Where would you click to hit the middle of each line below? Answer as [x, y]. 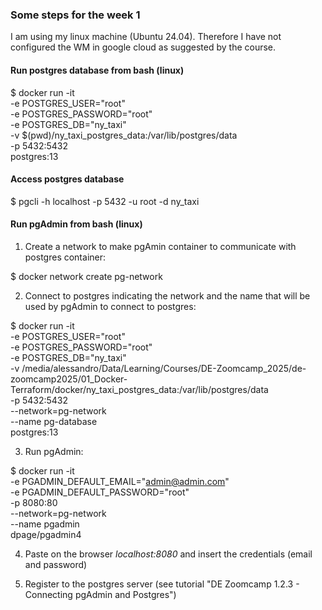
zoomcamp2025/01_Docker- [69, 379]
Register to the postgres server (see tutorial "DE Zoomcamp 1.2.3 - [162, 584]
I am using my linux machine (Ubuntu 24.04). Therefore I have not [146, 37]
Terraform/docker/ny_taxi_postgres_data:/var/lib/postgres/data [139, 389]
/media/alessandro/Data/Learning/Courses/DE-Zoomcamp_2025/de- [164, 368]
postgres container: [65, 257]
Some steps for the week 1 [75, 15]
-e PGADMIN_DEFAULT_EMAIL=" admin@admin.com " [120, 481]
